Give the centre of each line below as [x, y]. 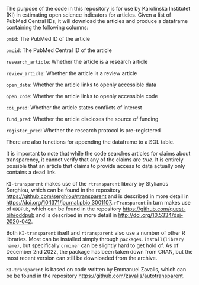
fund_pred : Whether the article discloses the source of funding [82, 119]
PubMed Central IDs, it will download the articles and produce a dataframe [97, 21]
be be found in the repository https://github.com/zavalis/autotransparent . [95, 276]
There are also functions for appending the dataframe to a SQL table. [90, 142]
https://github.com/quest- [154, 209]
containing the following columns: [47, 27]
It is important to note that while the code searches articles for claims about [98, 153]
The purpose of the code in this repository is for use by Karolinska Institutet [98, 9]
